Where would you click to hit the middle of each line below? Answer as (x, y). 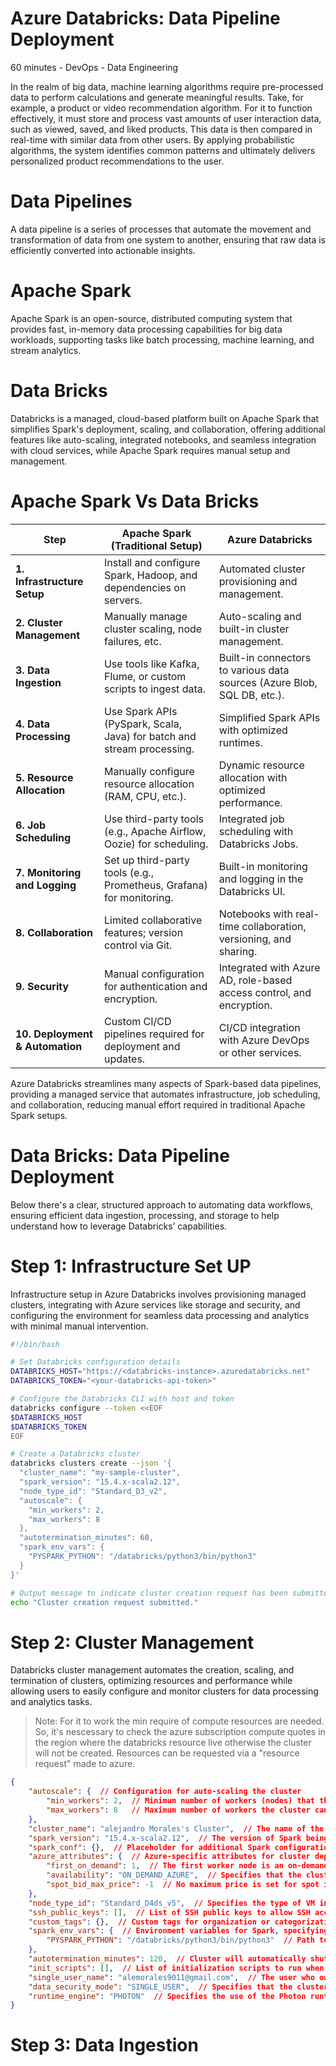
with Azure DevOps (264, 1040)
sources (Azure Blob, (268, 682)
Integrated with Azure (269, 967)
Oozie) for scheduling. (156, 844)
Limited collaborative (153, 920)
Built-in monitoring (263, 866)
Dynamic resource (261, 765)
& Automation (49, 1046)
